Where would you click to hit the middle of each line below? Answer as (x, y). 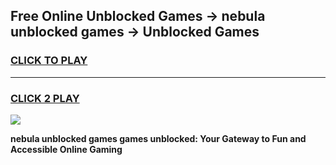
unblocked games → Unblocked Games (135, 32)
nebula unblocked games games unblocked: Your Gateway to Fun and (158, 138)
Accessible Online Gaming (66, 149)
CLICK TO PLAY (49, 61)
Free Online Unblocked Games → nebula (138, 16)
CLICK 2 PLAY (45, 98)
